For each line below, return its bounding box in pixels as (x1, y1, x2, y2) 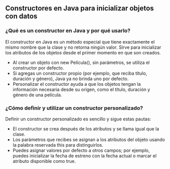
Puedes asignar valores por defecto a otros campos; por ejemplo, (12, 147, 150, 153)
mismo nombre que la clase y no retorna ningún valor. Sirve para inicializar (5, 44, 161, 50)
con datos (5, 12, 38, 21)
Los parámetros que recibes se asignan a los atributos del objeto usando (12, 137, 165, 143)
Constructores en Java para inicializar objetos (5, 4, 154, 13)
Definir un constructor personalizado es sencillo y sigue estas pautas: (5, 116, 151, 122)
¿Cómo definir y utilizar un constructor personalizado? (5, 104, 143, 111)
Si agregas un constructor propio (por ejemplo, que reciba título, (12, 70, 147, 76)
